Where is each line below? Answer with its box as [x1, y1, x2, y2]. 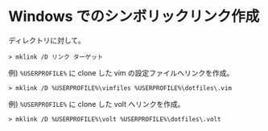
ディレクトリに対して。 [8, 35, 86, 45]
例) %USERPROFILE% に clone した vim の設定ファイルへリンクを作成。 [8, 68, 234, 77]
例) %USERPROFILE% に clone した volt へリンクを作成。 [8, 99, 185, 108]
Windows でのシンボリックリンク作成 [8, 7, 260, 26]
